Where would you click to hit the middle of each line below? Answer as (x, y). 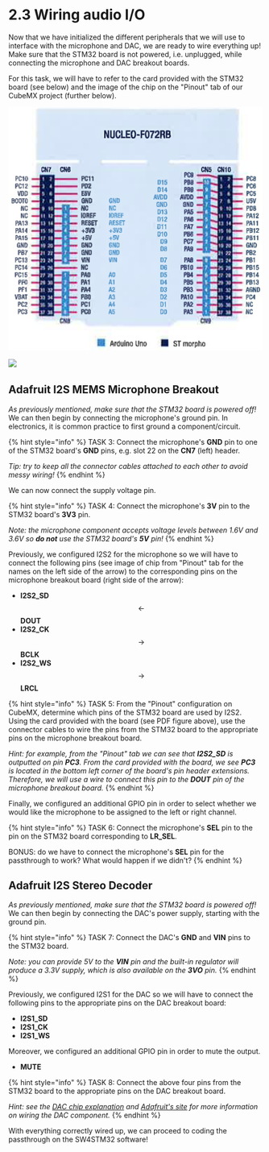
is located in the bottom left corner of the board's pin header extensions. (129, 770)
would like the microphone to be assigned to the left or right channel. (123, 812)
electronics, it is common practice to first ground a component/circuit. (124, 426)
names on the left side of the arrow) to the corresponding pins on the (123, 571)
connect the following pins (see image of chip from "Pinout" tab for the (126, 562)
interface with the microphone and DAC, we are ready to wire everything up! (135, 45)
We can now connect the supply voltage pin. (82, 490)
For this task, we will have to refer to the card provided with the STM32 (126, 78)
